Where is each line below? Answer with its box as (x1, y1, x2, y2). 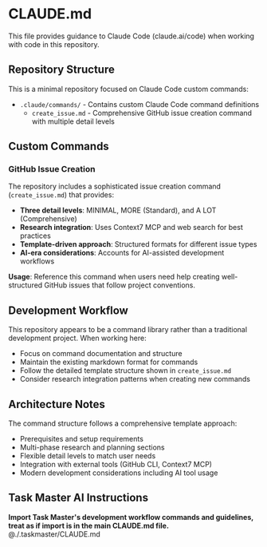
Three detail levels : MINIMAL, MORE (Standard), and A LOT (19, 205, 217, 216)
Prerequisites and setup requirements (19, 434, 143, 444)
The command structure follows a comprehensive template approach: (8, 418, 238, 428)
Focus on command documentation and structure (19, 349, 183, 359)
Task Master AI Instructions (8, 491, 149, 505)
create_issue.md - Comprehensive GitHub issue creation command (31, 108, 253, 117)
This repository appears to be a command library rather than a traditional (8, 325, 248, 335)
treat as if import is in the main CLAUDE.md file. (8, 521, 170, 530)
